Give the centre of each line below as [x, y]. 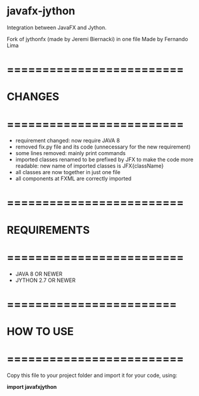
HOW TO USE [40, 331]
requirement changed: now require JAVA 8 [68, 141]
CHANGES [33, 97]
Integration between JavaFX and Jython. [57, 27]
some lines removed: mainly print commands [70, 153]
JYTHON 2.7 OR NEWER [46, 280]
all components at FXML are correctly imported [73, 179]
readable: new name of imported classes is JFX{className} [89, 166]
